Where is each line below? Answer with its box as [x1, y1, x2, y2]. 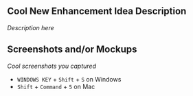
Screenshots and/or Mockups [7, 44, 137, 56]
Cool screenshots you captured [7, 62, 96, 70]
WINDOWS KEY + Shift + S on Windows [16, 75, 122, 83]
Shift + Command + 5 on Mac [16, 82, 95, 91]
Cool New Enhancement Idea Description [7, 5, 187, 17]
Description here [7, 23, 54, 32]
